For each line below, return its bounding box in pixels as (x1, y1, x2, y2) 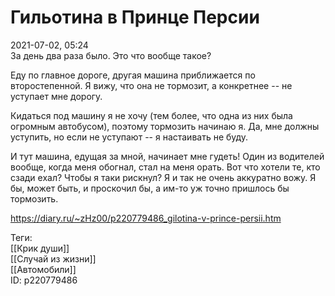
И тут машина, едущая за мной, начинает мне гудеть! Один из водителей (10, 150, 325, 162)
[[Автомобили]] (10, 263, 77, 275)
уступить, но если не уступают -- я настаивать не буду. (10, 131, 249, 143)
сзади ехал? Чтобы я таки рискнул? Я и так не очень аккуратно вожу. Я (10, 171, 317, 183)
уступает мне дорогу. (10, 90, 103, 102)
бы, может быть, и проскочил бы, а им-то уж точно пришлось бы (10, 182, 290, 194)
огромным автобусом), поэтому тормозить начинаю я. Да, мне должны (10, 120, 320, 132)
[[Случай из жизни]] (10, 252, 97, 265)
